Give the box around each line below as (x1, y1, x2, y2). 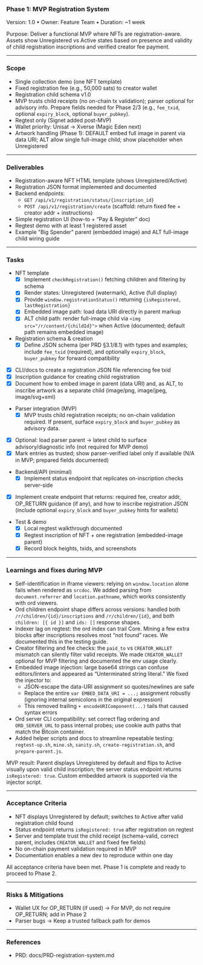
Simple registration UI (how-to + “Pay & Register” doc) (14, 215, 150, 222)
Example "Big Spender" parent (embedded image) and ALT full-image (14, 228, 189, 235)
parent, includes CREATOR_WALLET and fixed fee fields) (14, 838, 146, 846)
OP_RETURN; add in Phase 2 (14, 911, 87, 918)
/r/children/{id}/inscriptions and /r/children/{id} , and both (14, 612, 175, 619)
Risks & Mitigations (6, 890, 64, 899)
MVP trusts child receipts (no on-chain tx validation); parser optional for (14, 97, 195, 104)
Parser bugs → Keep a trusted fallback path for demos (14, 917, 151, 924)
